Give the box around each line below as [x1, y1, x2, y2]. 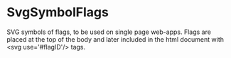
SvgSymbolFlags [6, 4, 109, 21]
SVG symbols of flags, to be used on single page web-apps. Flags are [6, 28, 211, 36]
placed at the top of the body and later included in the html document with [6, 35, 225, 43]
